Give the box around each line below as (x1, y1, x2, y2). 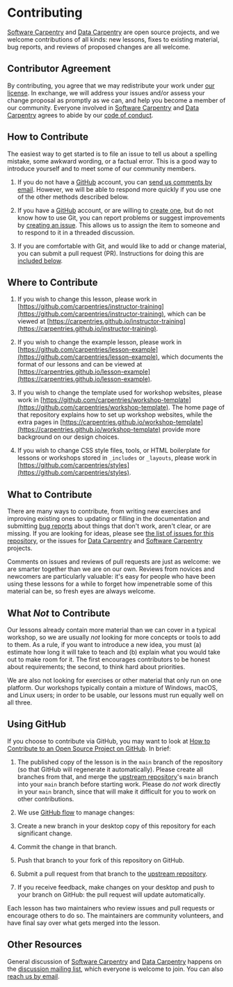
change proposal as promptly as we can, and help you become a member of (7, 96, 226, 104)
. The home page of (168, 403, 225, 412)
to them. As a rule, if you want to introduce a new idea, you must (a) (7, 641, 202, 648)
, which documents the (157, 353, 224, 361)
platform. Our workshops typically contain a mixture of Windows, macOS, (7, 684, 218, 691)
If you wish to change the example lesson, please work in (17, 338, 182, 346)
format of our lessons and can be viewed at (17, 360, 143, 369)
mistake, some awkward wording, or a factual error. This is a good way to (7, 157, 218, 165)
